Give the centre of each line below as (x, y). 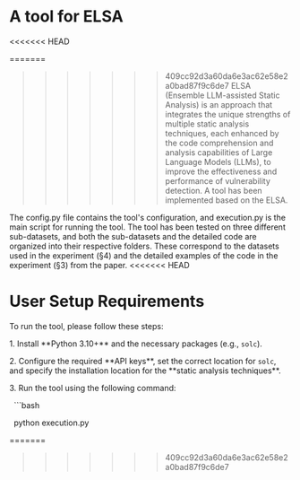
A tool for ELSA (66, 17)
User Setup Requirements (107, 301)
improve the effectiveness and (221, 171)
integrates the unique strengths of (228, 114)
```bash (26, 405)
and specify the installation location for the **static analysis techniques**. (145, 371)
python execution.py (51, 423)
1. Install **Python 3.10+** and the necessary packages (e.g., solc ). (136, 344)
